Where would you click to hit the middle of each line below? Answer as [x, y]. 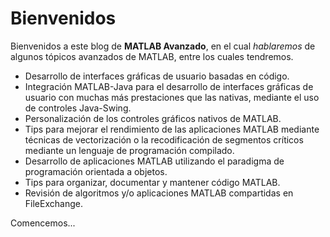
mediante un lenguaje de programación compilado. [129, 150]
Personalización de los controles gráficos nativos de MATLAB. [153, 118]
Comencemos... [43, 223]
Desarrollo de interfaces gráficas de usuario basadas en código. [157, 76]
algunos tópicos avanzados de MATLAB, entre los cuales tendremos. [152, 56]
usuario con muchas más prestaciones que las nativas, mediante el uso [172, 97]
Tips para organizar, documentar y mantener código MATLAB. [152, 182]
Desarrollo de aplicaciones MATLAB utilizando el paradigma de [154, 161]
